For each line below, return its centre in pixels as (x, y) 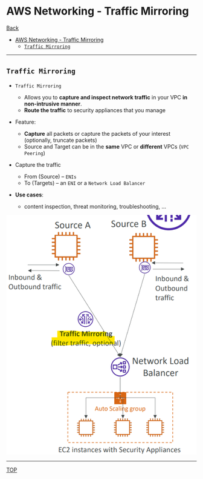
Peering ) (34, 153)
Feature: (25, 122)
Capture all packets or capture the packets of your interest (97, 133)
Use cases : (29, 195)
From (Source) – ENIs (50, 176)
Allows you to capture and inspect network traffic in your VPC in (106, 97)
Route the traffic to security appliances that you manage (95, 110)
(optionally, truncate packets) (61, 140)
